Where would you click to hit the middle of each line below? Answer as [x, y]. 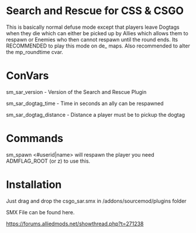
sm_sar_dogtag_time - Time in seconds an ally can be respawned [85, 103]
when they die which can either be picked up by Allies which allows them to [97, 33]
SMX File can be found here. [40, 212]
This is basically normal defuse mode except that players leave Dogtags [93, 27]
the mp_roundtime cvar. [35, 52]
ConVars [27, 76]
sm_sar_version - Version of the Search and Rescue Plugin [76, 92]
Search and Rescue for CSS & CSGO [95, 11]
